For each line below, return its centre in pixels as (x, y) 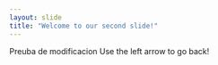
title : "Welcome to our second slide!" (84, 26)
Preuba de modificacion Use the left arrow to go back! (109, 51)
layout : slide (36, 17)
